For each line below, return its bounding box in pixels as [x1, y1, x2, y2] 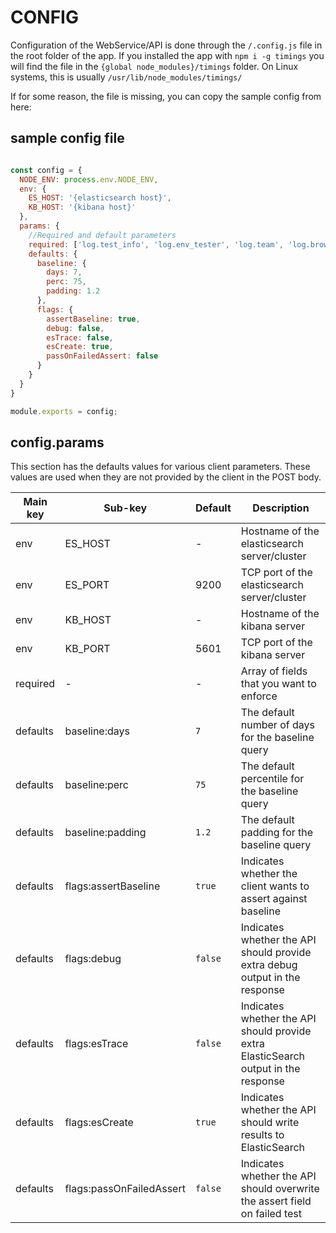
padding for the [240, 826, 314, 840]
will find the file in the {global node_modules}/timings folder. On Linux [10, 60, 299, 72]
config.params [10, 434, 105, 451]
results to [240, 1128, 285, 1142]
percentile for [240, 772, 305, 786]
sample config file [10, 130, 125, 147]
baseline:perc [64, 778, 129, 792]
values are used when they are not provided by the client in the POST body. [10, 471, 322, 483]
